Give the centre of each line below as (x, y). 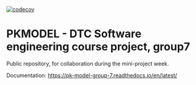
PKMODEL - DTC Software (74, 34)
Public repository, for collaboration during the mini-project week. (88, 63)
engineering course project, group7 (98, 47)
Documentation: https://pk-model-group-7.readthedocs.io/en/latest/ (92, 75)
